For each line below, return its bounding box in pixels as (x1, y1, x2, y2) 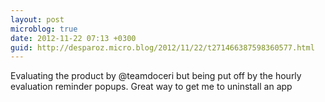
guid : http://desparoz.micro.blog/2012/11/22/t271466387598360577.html (10, 42, 315, 53)
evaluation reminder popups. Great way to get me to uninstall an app (10, 81, 293, 93)
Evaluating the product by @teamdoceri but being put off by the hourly (10, 70, 302, 82)
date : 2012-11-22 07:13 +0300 (10, 33, 137, 43)
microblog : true (10, 24, 78, 34)
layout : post (10, 14, 65, 25)
